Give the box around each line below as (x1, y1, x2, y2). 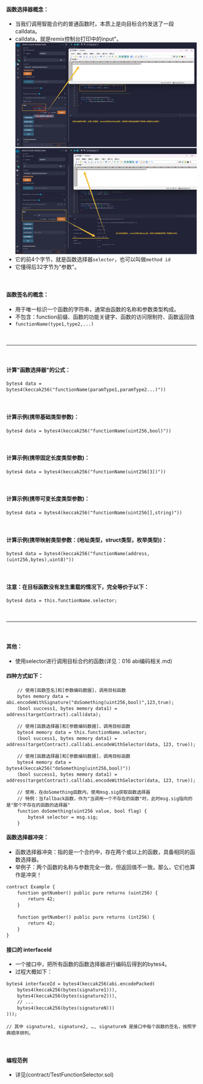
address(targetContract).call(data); (6, 711, 101, 717)
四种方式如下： (6, 673, 43, 680)
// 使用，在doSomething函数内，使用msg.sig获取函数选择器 (17, 789, 151, 795)
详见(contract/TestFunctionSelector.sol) (14, 1071, 114, 1079)
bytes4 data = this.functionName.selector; (6, 597, 118, 604)
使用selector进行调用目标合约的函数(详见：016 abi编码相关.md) (14, 657, 173, 665)
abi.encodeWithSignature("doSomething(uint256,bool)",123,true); (6, 699, 174, 705)
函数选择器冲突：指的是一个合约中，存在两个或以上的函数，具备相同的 (14, 848, 190, 856)
